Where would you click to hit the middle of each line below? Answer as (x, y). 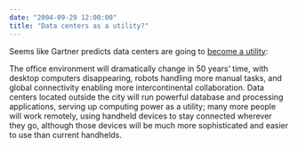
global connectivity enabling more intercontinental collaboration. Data (137, 87)
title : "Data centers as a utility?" (79, 26)
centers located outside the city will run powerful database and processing (146, 97)
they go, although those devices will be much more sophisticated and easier (149, 125)
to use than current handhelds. (66, 135)
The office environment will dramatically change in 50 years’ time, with (139, 69)
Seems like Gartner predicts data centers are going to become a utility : (139, 51)
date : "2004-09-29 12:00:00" (63, 17)
